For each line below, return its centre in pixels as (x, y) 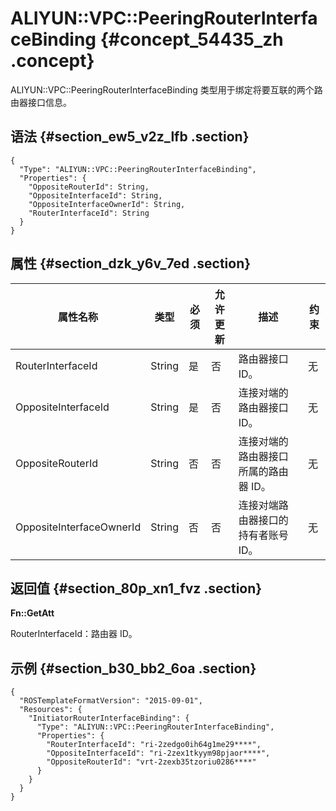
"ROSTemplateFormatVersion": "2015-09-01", (111, 701)
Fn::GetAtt (32, 613)
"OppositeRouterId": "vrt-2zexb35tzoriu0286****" (151, 762)
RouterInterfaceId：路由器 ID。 (74, 634)
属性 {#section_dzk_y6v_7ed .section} (131, 263)
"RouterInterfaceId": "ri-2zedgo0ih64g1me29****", (154, 745)
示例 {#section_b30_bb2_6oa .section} (133, 668)
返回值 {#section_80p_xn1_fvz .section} (136, 588)
